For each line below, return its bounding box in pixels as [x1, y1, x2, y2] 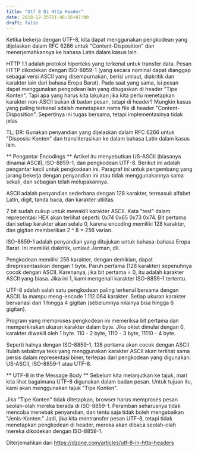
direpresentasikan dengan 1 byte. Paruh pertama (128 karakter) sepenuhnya [6, 263, 192, 270]
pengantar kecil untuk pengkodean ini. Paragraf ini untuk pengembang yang [6, 166, 193, 173]
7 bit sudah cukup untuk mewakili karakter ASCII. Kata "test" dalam [6, 208, 171, 215]
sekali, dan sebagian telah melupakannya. [6, 178, 109, 185]
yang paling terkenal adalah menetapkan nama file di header [6, 105, 155, 112]
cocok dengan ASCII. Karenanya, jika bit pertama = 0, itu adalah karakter [6, 269, 184, 276]
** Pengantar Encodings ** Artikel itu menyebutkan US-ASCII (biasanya [6, 153, 181, 160]
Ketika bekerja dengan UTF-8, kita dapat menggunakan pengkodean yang [6, 36, 188, 43]
